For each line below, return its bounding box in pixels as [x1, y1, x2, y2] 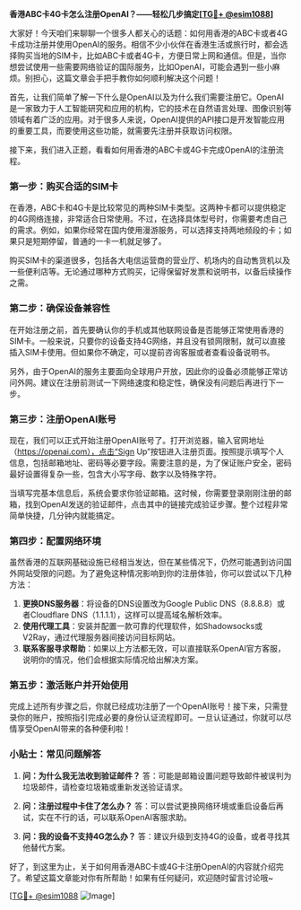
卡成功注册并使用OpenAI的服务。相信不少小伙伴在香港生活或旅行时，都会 [9, 39, 280, 49]
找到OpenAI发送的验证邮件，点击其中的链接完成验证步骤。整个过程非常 [24, 498, 288, 510]
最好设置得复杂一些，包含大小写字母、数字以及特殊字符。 [9, 468, 221, 479]
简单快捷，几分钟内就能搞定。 [9, 510, 119, 521]
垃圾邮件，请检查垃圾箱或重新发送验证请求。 [21, 781, 188, 792]
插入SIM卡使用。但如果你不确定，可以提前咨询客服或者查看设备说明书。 [9, 346, 275, 357]
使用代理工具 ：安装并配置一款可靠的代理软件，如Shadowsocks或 [21, 621, 262, 632]
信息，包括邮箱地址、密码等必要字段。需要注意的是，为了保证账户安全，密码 [9, 457, 292, 468]
